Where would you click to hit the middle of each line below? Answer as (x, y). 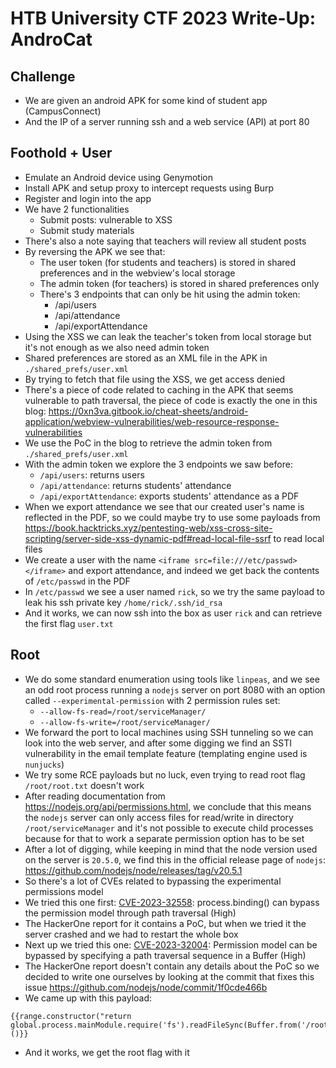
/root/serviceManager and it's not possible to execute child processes (169, 828)
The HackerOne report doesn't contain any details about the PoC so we (172, 966)
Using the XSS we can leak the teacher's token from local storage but (168, 336)
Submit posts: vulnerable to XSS (106, 219)
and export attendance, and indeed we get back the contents (194, 570)
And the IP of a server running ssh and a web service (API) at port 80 (167, 121)
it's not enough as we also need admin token (117, 347)
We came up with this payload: (88, 998)
